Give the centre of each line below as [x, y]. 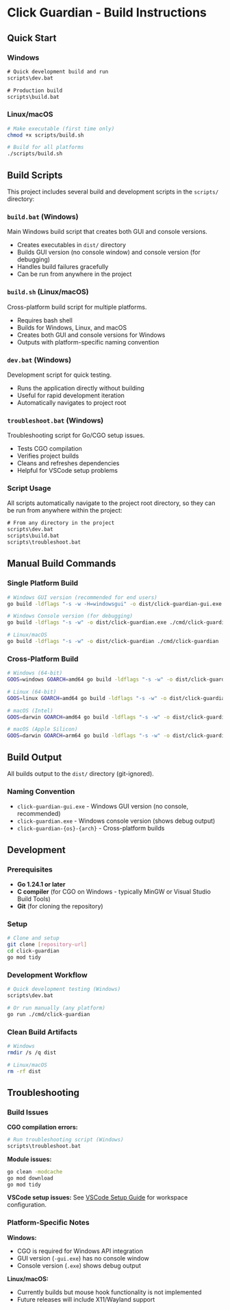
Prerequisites [30, 869]
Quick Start [32, 38]
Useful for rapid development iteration [71, 395]
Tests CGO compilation [49, 449]
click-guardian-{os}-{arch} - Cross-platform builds [91, 828]
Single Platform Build [43, 583]
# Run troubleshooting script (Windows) [66, 1140]
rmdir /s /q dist [32, 1052]
